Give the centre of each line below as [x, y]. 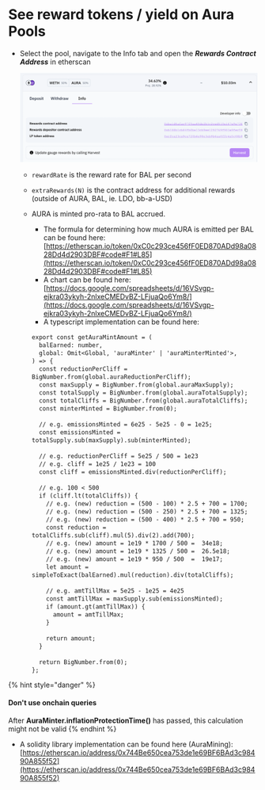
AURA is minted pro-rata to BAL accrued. [98, 214]
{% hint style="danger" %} [52, 685]
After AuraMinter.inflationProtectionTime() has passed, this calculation [126, 720]
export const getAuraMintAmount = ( [92, 337]
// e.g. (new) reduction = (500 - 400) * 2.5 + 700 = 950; [146, 519]
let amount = [68, 567]
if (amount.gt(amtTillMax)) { [96, 607]
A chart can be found [78, 280]
